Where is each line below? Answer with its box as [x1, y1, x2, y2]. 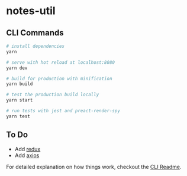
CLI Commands [6, 28, 64, 38]
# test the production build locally [6, 92, 99, 98]
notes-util [6, 4, 56, 18]
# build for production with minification [6, 76, 112, 82]
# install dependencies [6, 43, 65, 49]
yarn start [6, 97, 33, 103]
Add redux [14, 145, 41, 152]
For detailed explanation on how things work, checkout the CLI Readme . [6, 163, 182, 170]
